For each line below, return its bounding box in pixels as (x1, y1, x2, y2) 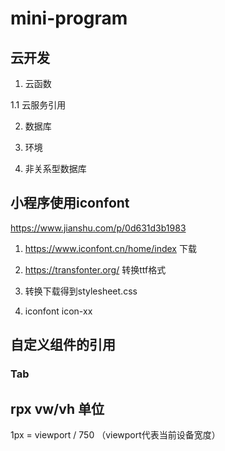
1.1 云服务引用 (10, 99, 67, 111)
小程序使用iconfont (10, 195, 130, 212)
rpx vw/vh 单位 (10, 400, 105, 417)
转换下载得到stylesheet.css (24, 285, 138, 297)
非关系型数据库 (24, 163, 87, 174)
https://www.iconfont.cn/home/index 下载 (24, 242, 197, 254)
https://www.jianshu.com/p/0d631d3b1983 (10, 222, 187, 234)
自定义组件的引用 (10, 337, 116, 354)
